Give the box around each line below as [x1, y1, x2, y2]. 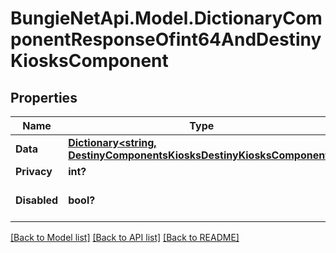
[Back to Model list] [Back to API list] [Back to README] [10, 232, 240, 243]
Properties [10, 89, 78, 106]
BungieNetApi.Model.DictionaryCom [10, 7, 323, 30]
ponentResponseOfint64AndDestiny [10, 28, 322, 51]
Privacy [15, 165, 53, 178]
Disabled [15, 193, 59, 207]
